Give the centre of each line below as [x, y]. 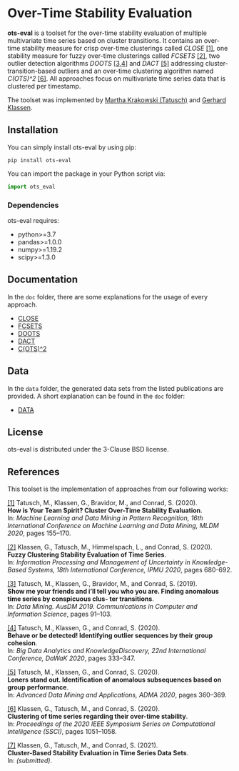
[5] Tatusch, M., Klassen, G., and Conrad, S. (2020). [83, 672]
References [34, 472]
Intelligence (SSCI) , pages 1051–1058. [62, 732]
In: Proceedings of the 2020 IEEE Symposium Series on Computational [111, 724]
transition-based [32, 71]
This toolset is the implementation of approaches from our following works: [118, 489]
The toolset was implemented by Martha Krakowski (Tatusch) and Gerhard [117, 100]
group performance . [38, 687]
